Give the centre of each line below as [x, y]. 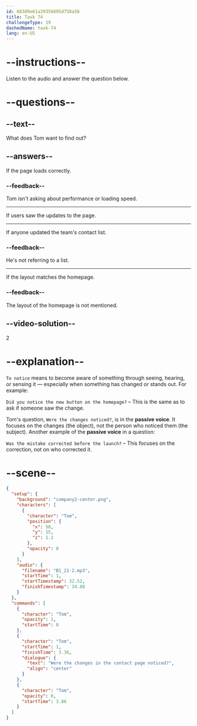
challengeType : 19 [28, 22]
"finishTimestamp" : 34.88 [53, 587]
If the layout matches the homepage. [50, 277]
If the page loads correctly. [39, 170]
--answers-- [29, 156]
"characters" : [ [37, 505]
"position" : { [44, 521]
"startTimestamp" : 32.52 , [53, 582]
